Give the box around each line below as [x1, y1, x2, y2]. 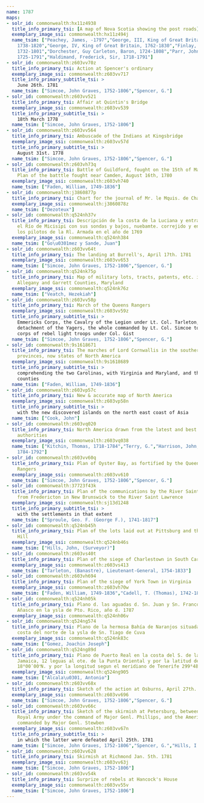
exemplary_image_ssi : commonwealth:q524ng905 [12, 669, 129, 676]
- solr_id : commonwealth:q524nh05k [6, 595, 97, 601]
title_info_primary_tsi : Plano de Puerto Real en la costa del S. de [12, 652, 191, 659]
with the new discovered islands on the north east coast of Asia [17, 410, 189, 416]
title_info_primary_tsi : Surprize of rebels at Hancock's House [12, 776, 178, 782]
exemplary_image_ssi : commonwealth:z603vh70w [12, 584, 129, 591]
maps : [6, 15, 20, 21]
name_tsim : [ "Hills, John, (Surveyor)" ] [12, 545, 115, 551]
